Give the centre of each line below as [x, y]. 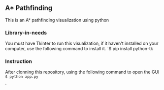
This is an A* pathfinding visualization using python [57, 20]
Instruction [19, 61]
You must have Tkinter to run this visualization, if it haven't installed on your [82, 43]
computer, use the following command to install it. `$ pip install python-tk [79, 49]
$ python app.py [22, 77]
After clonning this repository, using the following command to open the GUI [82, 72]
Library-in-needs [26, 32]
